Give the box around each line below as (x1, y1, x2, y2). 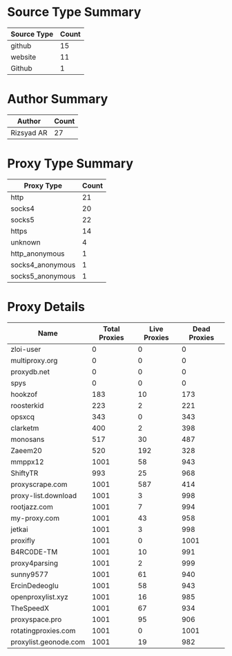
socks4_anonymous (10, 260, 76, 269)
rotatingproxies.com (10, 626, 76, 635)
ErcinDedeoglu (10, 580, 59, 590)
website (10, 52, 37, 62)
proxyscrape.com (10, 479, 68, 489)
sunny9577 (10, 569, 49, 579)
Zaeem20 (10, 445, 43, 455)
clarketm (10, 423, 39, 433)
